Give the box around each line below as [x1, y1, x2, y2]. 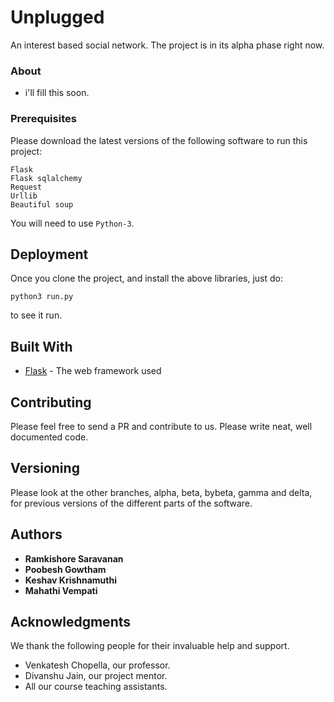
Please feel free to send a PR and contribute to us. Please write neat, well [10, 420, 313, 432]
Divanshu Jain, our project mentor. [24, 670, 168, 682]
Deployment [10, 246, 89, 263]
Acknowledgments [10, 613, 132, 630]
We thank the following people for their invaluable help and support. [10, 640, 290, 652]
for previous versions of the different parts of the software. [10, 497, 253, 509]
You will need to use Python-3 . [10, 217, 135, 229]
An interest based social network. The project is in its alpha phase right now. [10, 39, 325, 51]
